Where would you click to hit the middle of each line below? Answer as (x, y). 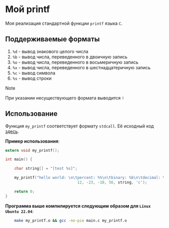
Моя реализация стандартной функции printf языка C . (64, 23)
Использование (31, 114)
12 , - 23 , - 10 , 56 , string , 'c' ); (112, 183)
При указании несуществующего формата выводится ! (65, 98)
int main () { (19, 159)
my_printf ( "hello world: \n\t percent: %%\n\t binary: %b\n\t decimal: (88, 178)
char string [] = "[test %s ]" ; (46, 169)
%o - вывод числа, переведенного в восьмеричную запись (75, 62)
